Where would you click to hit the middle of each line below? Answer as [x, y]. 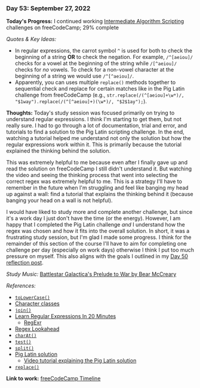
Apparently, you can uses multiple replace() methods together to [95, 82]
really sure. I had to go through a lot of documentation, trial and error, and [97, 126]
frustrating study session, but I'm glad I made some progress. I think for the [99, 237]
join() [23, 311]
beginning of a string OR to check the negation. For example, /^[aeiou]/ [104, 57]
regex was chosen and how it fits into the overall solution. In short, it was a [98, 231]
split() [24, 349]
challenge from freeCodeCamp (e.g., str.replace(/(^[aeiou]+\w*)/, [99, 95]
